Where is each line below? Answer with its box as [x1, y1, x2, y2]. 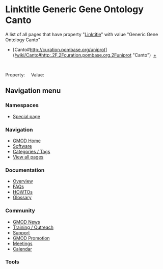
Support [12, 229, 30, 235]
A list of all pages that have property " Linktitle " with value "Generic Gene [5, 31, 158, 37]
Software [12, 143, 32, 149]
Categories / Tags [12, 148, 50, 154]
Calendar [12, 246, 32, 252]
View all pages [12, 154, 44, 160]
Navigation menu [5, 87, 61, 95]
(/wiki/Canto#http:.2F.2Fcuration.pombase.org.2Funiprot [12, 52, 132, 58]
